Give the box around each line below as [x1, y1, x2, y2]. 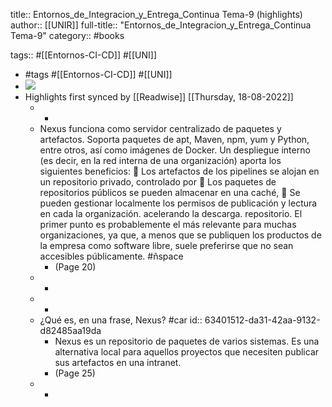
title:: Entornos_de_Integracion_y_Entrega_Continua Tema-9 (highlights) [10, 9, 303, 20]
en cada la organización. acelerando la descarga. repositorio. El [39, 208, 303, 219]
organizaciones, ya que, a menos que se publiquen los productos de [39, 229, 322, 241]
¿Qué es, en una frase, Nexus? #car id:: [39, 314, 203, 326]
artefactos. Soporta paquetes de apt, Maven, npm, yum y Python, [39, 134, 310, 145]
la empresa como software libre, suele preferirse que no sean [39, 240, 294, 251]
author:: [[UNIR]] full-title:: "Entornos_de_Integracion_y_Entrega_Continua [10, 19, 312, 31]
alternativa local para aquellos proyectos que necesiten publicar [54, 346, 320, 358]
